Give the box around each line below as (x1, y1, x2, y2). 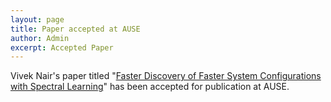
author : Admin (10, 33, 70, 43)
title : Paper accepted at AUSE (10, 24, 141, 34)
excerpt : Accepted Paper (10, 42, 114, 53)
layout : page (10, 14, 65, 25)
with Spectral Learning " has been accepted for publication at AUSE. (10, 81, 290, 93)
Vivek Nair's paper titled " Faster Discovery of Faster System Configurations (10, 70, 322, 82)
